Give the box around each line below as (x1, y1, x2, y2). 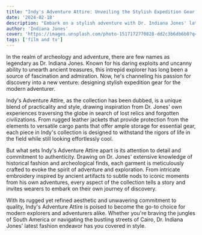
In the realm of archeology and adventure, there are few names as (6, 53, 170, 60)
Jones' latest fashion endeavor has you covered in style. (6, 222, 146, 229)
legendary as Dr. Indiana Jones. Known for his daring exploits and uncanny (6, 60, 192, 67)
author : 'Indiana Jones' (6, 25, 69, 32)
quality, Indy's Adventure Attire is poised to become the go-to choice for (6, 203, 186, 210)
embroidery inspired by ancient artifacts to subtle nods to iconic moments (6, 172, 189, 179)
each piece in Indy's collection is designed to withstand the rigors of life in (6, 129, 191, 136)
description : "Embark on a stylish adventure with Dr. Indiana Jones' (6, 20, 187, 26)
